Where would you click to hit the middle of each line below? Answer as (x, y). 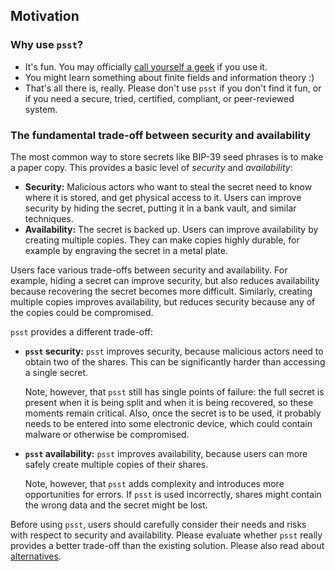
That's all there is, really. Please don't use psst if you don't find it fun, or (173, 88)
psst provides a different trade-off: (82, 331)
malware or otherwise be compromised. (107, 434)
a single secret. (56, 372)
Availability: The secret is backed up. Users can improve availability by (171, 229)
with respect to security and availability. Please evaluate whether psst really (166, 535)
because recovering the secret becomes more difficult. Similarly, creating (161, 291)
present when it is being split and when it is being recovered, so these (169, 402)
